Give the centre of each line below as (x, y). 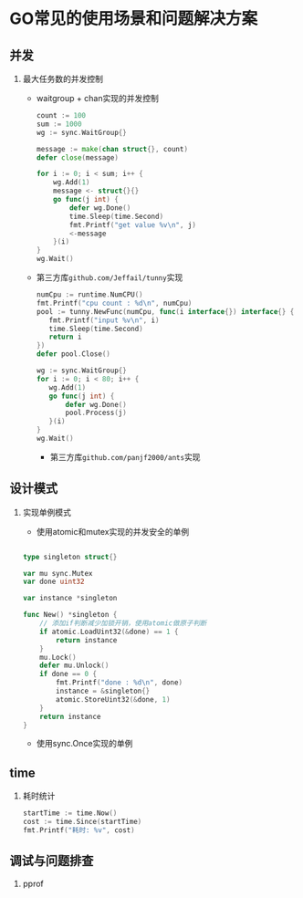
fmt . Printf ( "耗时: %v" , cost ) (78, 830)
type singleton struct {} (70, 557)
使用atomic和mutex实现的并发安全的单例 (113, 531)
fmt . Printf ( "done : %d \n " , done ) (120, 683)
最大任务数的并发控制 (63, 79)
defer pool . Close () (73, 354)
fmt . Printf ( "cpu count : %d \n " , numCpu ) (114, 303)
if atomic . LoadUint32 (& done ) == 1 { (109, 632)
